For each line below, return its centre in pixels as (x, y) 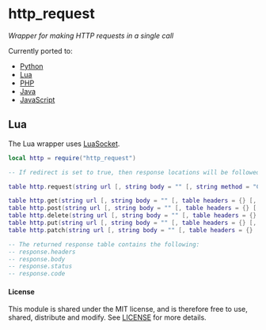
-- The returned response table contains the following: (104, 244)
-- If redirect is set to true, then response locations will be (118, 172)
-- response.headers (42, 252)
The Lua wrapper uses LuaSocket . (64, 144)
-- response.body (37, 259)
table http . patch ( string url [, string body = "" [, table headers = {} (131, 230)
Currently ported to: (40, 51)
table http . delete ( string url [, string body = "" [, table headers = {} (133, 216)
